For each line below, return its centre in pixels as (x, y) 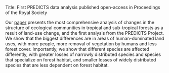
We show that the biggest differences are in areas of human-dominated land (85, 38)
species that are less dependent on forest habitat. (57, 65)
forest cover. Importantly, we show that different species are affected (77, 49)
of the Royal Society (26, 13)
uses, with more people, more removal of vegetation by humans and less (81, 44)
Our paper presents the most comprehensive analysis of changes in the (80, 22)
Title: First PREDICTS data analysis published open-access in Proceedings (83, 7)
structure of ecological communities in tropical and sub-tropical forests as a (84, 28)
